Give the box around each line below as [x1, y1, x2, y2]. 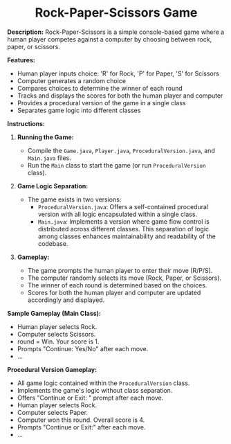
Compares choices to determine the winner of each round [17, 84, 183, 92]
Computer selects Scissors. [17, 330, 96, 338]
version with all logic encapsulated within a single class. [37, 210, 198, 218]
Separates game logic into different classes [17, 106, 141, 114]
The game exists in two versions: [27, 195, 122, 204]
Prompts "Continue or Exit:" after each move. [17, 423, 146, 431]
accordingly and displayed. [27, 296, 105, 304]
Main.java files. [27, 154, 71, 162]
